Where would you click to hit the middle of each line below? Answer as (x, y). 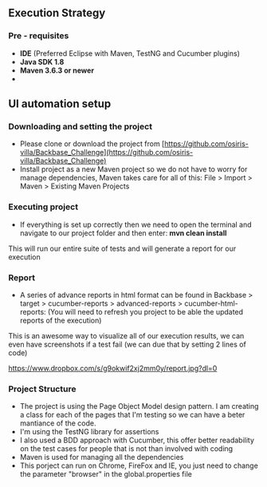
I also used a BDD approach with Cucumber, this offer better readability (137, 440)
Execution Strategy (57, 13)
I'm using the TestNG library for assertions (89, 432)
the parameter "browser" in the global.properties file (106, 474)
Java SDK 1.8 (42, 61)
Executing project (43, 207)
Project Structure (42, 389)
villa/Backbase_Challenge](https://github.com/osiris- (106, 152)
